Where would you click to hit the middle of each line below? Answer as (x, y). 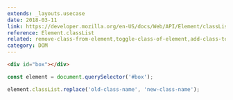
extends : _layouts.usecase (46, 13)
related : (20, 39)
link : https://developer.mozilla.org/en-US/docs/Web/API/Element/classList (119, 26)
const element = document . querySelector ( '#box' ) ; (80, 77)
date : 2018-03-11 (32, 20)
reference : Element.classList (51, 33)
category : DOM (28, 46)
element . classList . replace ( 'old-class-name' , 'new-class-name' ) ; (103, 89)
